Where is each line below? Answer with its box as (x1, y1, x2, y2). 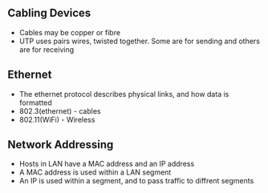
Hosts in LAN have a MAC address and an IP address (18, 159, 195, 169)
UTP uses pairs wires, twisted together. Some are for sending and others (18, 36, 260, 46)
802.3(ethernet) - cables (18, 106, 101, 115)
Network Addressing (7, 138, 114, 151)
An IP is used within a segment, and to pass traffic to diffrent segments (18, 176, 254, 186)
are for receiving (18, 44, 75, 54)
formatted (18, 98, 53, 107)
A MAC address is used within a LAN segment (18, 167, 172, 177)
